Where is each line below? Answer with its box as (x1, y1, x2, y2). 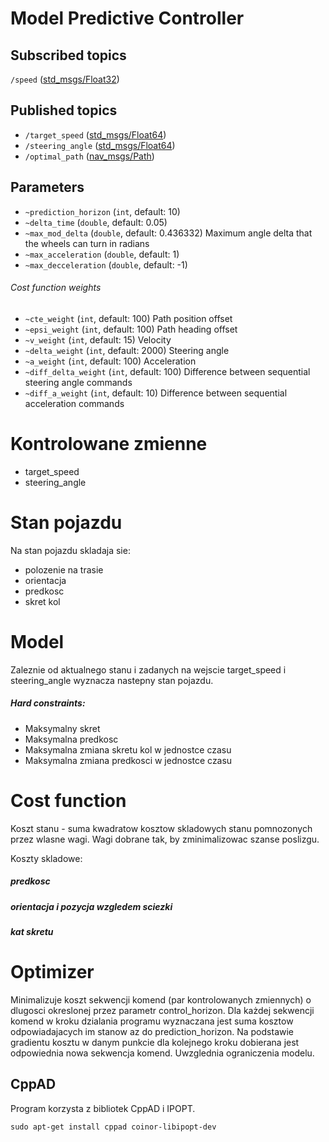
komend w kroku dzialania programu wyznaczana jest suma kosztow (10, 1015, 294, 1027)
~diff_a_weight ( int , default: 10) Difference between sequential (24, 387, 288, 399)
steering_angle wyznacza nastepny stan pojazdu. (10, 674, 214, 686)
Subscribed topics (10, 47, 127, 64)
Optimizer (10, 961, 95, 984)
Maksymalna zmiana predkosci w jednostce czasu (24, 754, 233, 766)
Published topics (10, 102, 118, 119)
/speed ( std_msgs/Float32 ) (10, 73, 120, 85)
